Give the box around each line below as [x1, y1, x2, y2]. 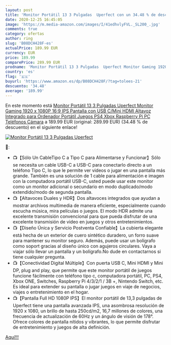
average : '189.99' [5, 88, 44, 94]
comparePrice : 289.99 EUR [5, 60, 60, 65]
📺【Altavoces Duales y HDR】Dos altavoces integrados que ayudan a [12, 195, 160, 201]
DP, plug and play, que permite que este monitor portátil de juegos [12, 267, 152, 273]
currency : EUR [5, 50, 36, 55]
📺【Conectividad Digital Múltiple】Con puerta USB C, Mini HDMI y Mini [12, 260, 163, 266]
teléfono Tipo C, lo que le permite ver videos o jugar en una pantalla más [12, 167, 165, 173]
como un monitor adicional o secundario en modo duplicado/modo [12, 183, 153, 190]
